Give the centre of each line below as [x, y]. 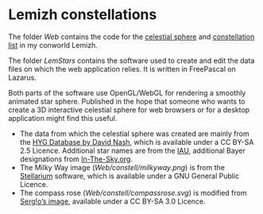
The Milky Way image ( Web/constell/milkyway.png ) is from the [122, 167]
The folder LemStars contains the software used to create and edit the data [131, 60]
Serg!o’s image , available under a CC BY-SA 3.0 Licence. [112, 201]
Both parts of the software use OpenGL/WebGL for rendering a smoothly [127, 92]
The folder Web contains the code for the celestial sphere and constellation [131, 37]
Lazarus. [23, 77]
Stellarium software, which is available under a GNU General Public [130, 176]
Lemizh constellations [83, 15]
